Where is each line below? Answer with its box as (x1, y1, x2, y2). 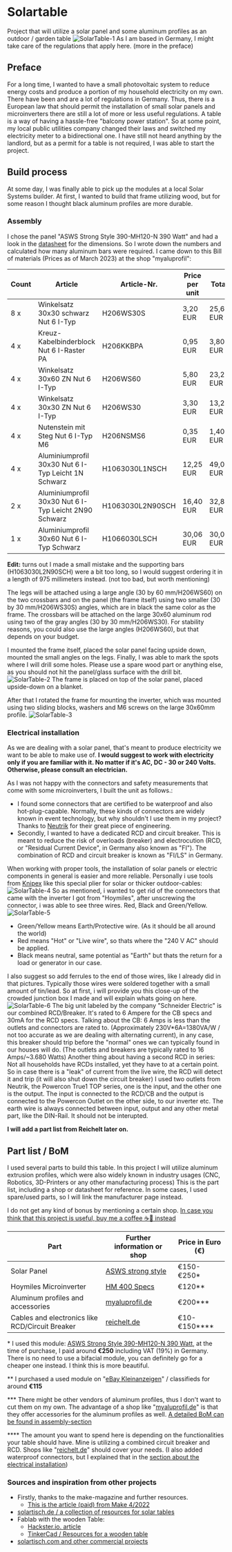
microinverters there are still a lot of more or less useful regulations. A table (7, 109, 222, 118)
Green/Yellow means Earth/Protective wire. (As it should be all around (17, 922, 216, 931)
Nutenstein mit (37, 422, 86, 432)
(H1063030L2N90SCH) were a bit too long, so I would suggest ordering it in (7, 568, 223, 576)
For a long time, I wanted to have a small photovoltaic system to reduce (7, 80, 210, 88)
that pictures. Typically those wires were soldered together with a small (7, 980, 211, 988)
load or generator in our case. (17, 959, 102, 967)
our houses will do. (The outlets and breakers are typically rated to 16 (7, 1045, 204, 1054)
